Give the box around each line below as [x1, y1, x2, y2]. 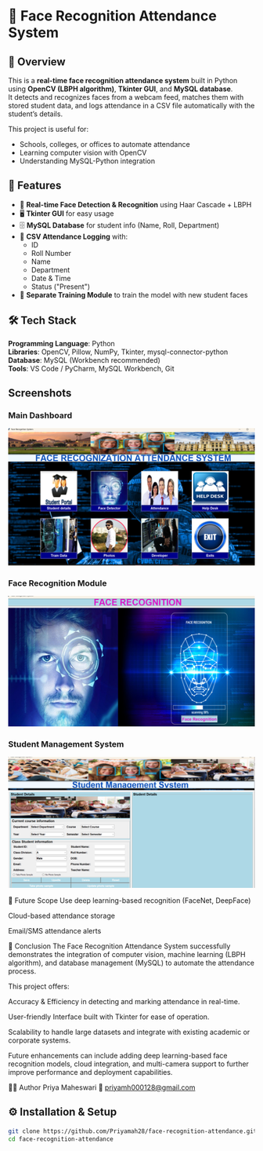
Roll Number [31, 248, 72, 258]
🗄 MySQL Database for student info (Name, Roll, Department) [19, 220, 220, 230]
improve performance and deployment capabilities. [8, 1067, 173, 1076]
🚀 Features [8, 179, 62, 192]
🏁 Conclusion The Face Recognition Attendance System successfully [8, 941, 231, 951]
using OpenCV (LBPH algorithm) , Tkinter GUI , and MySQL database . [8, 84, 233, 93]
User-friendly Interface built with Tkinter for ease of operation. [8, 1012, 210, 1021]
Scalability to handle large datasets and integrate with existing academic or [8, 1027, 250, 1036]
